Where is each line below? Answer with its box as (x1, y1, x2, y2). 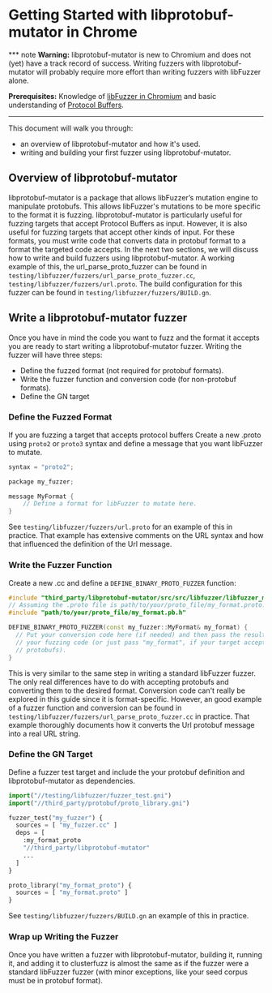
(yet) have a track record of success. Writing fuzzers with (8, 58, 201, 68)
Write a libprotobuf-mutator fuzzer (8, 311, 188, 325)
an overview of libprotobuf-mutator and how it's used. (19, 139, 201, 148)
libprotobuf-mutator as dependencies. (8, 776, 136, 785)
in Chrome (66, 23, 138, 41)
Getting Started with (8, 6, 148, 24)
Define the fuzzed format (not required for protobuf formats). (19, 365, 224, 375)
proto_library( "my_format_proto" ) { (8, 881, 132, 889)
